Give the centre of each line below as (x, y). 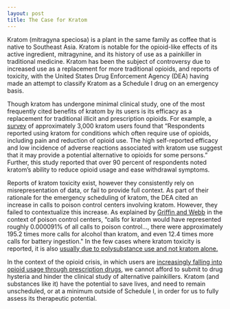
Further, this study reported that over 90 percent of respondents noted (107, 162)
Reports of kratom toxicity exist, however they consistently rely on (101, 183)
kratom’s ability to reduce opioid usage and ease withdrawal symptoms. (108, 170)
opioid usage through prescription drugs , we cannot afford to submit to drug (115, 269)
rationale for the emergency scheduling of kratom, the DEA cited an (102, 197)
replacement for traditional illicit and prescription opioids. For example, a (110, 118)
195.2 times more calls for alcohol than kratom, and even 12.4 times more (111, 233)
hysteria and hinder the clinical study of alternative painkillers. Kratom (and (113, 276)
